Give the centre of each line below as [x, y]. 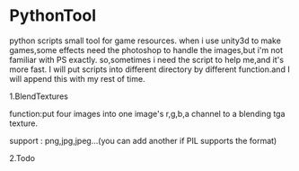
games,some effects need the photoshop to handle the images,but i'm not [146, 49]
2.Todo [22, 157]
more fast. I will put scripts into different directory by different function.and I [149, 69]
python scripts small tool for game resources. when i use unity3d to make [145, 40]
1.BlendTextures [39, 96]
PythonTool [53, 16]
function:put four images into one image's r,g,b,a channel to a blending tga [147, 113]
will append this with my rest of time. [77, 78]
